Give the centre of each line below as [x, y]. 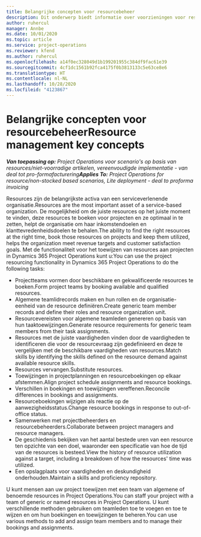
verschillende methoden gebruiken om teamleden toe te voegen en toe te [97, 508]
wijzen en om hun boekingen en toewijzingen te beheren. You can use [92, 515]
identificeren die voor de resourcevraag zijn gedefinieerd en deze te [99, 344]
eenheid [25, 306]
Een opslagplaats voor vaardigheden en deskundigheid [83, 471]
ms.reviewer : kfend [31, 51]
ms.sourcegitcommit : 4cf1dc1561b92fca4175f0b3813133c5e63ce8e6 [87, 67]
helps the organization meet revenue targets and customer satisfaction [93, 243]
